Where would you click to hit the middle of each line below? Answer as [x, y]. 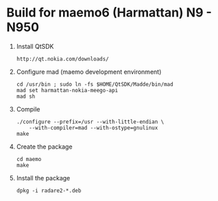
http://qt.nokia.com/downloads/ [62, 59]
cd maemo [29, 159]
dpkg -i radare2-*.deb [49, 191]
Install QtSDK [35, 46]
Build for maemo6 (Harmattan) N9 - [109, 13]
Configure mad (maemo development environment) [89, 72]
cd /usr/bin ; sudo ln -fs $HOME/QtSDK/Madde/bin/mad [95, 84]
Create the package [44, 147]
